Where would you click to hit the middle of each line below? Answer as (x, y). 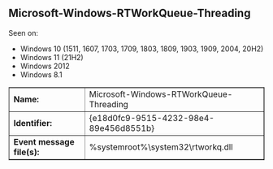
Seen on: (24, 32)
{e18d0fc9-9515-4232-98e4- (152, 118)
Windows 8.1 (41, 74)
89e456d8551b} (122, 128)
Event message (44, 141)
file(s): (26, 152)
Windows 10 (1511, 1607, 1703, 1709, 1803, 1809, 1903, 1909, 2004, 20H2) (142, 49)
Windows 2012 (45, 66)
